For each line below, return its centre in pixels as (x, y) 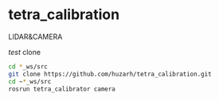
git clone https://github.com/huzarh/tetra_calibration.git (110, 74)
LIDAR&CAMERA (35, 37)
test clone (25, 52)
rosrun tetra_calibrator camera (62, 89)
